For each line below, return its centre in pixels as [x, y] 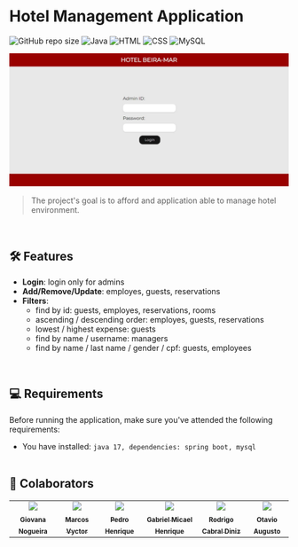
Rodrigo [221, 520]
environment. [55, 210]
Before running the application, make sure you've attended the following [141, 419]
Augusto [267, 531]
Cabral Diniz [221, 531]
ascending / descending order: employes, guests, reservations [149, 319]
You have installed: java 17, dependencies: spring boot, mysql [139, 446]
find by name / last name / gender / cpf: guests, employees [143, 348]
